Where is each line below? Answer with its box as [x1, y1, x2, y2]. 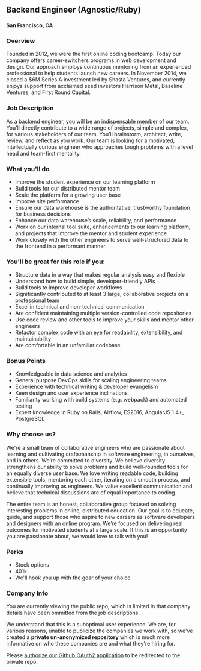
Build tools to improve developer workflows [14, 284, 122, 291]
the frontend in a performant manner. [14, 242, 107, 250]
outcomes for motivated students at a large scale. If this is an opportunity [6, 526, 188, 533]
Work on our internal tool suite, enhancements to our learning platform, [14, 223, 191, 230]
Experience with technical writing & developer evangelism [14, 383, 158, 391]
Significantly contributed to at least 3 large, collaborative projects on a [14, 291, 189, 298]
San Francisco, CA [6, 21, 53, 29]
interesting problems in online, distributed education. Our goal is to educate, [6, 506, 194, 514]
